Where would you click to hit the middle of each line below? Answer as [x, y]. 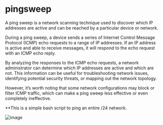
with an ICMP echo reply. [30, 53]
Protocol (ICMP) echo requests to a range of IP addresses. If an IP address [81, 42]
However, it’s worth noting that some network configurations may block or [80, 88]
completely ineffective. [28, 98]
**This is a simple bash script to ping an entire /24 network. [66, 108]
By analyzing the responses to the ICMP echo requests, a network [72, 62]
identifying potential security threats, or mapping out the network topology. [81, 78]
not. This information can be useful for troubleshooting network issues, [77, 73]
